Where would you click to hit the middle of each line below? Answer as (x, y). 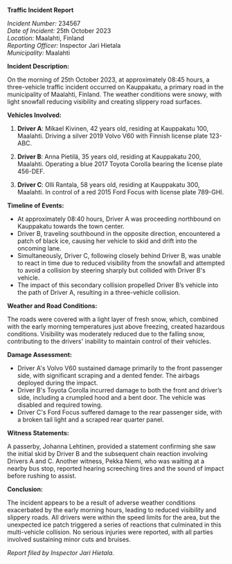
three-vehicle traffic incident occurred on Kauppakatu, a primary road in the (115, 87)
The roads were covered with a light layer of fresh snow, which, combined (113, 319)
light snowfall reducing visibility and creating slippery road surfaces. (105, 102)
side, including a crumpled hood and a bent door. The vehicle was (111, 398)
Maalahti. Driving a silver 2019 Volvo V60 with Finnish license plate (112, 136)
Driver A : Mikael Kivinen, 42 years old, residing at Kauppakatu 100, (113, 128)
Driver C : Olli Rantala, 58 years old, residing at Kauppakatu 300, (108, 185)
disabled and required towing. (60, 405)
